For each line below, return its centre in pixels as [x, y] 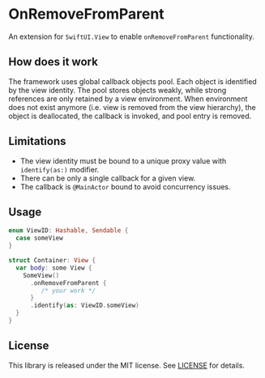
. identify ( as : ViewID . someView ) [84, 306]
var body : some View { [54, 268]
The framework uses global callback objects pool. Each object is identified [132, 81]
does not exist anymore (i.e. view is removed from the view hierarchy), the [132, 107]
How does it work [53, 62]
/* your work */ [68, 291]
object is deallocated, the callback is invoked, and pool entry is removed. [130, 116]
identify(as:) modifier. [60, 169]
